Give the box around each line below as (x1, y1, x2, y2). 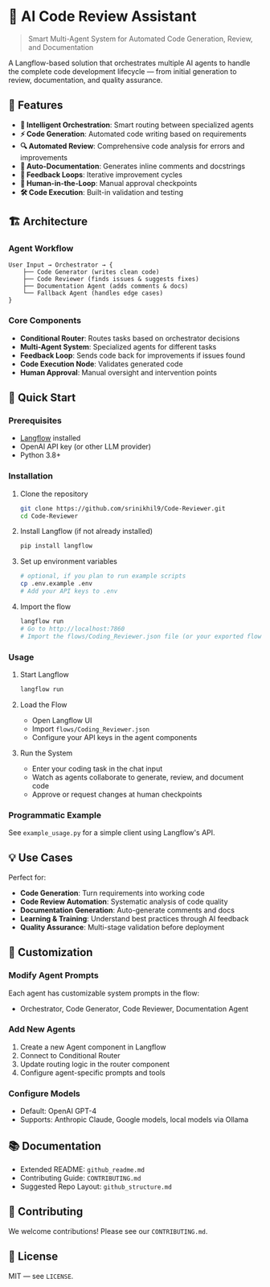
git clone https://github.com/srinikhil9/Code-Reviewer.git (19, 504, 226, 512)
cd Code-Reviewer (19, 511, 79, 520)
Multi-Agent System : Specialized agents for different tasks (19, 341, 217, 351)
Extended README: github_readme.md (19, 1164, 145, 1174)
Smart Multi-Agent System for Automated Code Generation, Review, (27, 34, 253, 43)
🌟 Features (8, 98, 63, 112)
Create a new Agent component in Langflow (19, 1042, 166, 1052)
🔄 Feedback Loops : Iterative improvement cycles (19, 169, 183, 180)
